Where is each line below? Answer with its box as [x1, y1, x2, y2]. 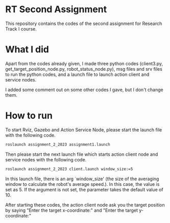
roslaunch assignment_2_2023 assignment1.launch [5, 142, 110, 147]
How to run [5, 110, 53, 122]
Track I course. [5, 25, 37, 32]
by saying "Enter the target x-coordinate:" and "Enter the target [5, 207, 138, 213]
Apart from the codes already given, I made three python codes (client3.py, [5, 60, 163, 67]
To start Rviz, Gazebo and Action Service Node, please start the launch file [5, 126, 162, 133]
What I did [5, 44, 49, 55]
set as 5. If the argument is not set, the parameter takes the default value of [5, 186, 164, 192]
